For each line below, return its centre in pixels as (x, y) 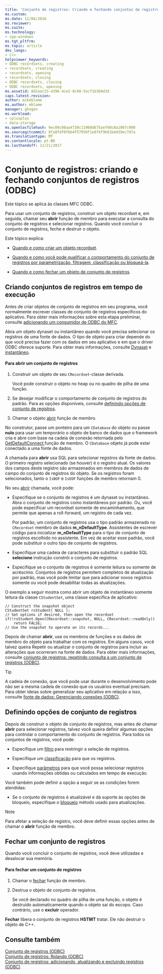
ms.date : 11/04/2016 (26, 19)
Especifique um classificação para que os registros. (64, 758)
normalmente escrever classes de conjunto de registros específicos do (76, 312)
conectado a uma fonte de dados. (39, 448)
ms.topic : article (24, 46)
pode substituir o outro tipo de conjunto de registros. (65, 543)
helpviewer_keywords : (27, 59)
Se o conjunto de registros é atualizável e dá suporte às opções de (79, 797)
